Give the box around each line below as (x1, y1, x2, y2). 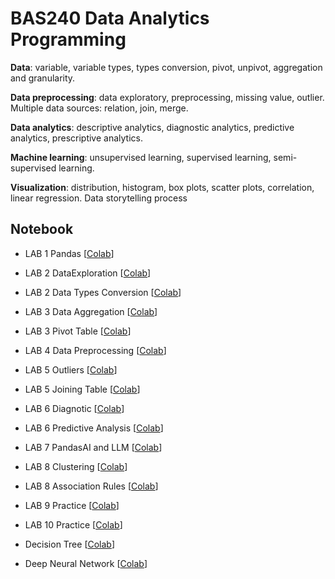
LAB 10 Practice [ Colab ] (24, 518, 123, 531)
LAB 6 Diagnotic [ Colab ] (24, 402, 125, 414)
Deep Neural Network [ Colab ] (24, 557, 148, 569)
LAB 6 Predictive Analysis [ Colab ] (24, 422, 164, 434)
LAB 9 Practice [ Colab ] (24, 499, 120, 511)
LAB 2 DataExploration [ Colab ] (24, 267, 152, 279)
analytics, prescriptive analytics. (10, 132, 143, 144)
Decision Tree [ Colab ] (24, 538, 116, 550)
